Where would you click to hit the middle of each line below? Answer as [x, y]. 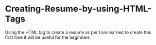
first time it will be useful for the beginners [47, 37]
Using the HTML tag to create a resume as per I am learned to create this [78, 32]
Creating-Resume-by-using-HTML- [78, 9]
